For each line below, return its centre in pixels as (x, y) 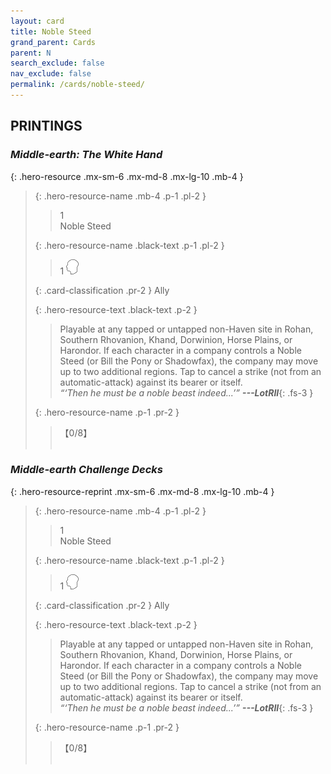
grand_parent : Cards (53, 42)
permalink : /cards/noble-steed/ (77, 85)
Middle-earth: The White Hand (86, 155)
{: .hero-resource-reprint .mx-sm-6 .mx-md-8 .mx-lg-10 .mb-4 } (142, 491)
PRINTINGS (46, 126)
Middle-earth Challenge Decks (87, 470)
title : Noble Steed (51, 31)
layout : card (37, 21)
